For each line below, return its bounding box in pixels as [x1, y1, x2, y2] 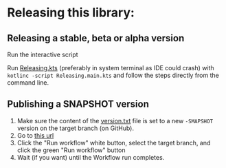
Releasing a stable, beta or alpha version [7, 32, 185, 44]
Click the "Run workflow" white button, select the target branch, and [16, 138, 211, 147]
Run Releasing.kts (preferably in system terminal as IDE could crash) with [7, 64, 214, 72]
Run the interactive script [7, 50, 78, 59]
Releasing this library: [7, 5, 135, 21]
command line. [7, 78, 49, 87]
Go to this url [16, 131, 54, 139]
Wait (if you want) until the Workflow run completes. [16, 153, 165, 161]
